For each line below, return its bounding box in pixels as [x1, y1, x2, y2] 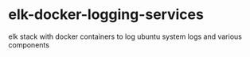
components [8, 40, 50, 49]
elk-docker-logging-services [8, 6, 205, 24]
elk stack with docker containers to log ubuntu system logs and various [8, 32, 243, 41]
